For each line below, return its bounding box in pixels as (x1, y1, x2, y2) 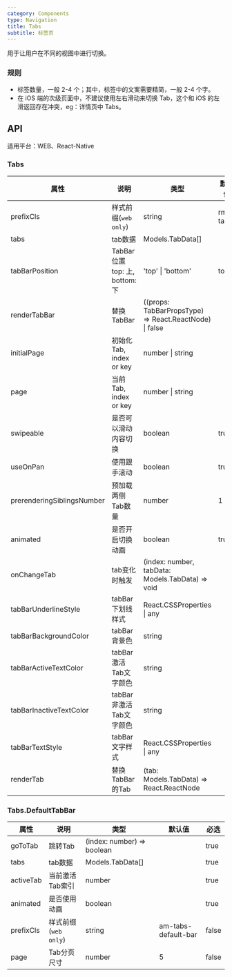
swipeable (10, 428, 44, 438)
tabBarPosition (10, 266, 59, 275)
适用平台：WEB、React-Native (7, 142, 95, 151)
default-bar (159, 929, 197, 939)
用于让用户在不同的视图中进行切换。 (7, 49, 110, 57)
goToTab (10, 840, 39, 850)
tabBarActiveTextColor (10, 663, 84, 673)
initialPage (10, 348, 45, 358)
